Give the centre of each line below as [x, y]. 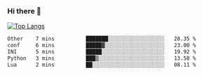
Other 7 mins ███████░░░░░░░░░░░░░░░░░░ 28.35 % [102, 39]
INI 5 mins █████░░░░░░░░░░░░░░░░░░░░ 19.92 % [102, 52]
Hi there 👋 [25, 11]
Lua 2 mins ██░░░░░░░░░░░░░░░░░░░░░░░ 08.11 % [102, 65]
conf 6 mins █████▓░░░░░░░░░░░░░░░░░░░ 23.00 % [102, 45]
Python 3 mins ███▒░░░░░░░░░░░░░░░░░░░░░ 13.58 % [102, 58]
